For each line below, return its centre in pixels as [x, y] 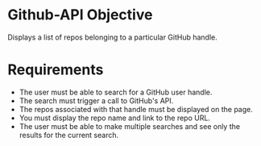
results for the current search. [69, 135]
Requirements [56, 70]
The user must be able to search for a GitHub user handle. [116, 92]
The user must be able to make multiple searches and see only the [130, 126]
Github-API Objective [80, 15]
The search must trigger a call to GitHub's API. [96, 100]
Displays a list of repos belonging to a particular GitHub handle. [113, 37]
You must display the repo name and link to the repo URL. [115, 118]
